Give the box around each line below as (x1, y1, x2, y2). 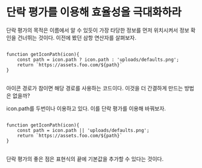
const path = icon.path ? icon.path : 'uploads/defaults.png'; (17, 57, 180, 63)
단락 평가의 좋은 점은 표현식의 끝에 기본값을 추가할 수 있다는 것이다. (6, 155, 164, 163)
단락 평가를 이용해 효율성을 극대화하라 (6, 5, 182, 19)
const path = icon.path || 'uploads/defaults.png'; (17, 127, 150, 133)
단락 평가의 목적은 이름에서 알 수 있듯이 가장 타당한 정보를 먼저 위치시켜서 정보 (6, 26, 190, 34)
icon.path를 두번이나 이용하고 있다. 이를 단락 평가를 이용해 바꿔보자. (6, 105, 166, 112)
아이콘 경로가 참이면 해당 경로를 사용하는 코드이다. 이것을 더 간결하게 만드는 (6, 84, 183, 92)
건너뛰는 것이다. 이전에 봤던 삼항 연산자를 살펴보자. (17, 34, 137, 41)
